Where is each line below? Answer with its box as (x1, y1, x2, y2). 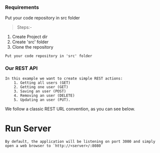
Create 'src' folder (12, 39, 49, 45)
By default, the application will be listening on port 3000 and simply (5, 139, 156, 144)
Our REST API (5, 65, 38, 72)
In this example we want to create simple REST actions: (5, 76, 123, 81)
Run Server (5, 123, 52, 134)
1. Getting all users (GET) (14, 80, 71, 85)
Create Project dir (12, 34, 48, 40)
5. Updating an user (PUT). (14, 97, 71, 102)
